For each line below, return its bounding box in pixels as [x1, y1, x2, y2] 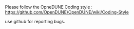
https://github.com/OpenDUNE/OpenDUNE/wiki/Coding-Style [5, 9, 129, 15]
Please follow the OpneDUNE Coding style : [5, 4, 93, 10]
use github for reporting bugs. [5, 19, 66, 24]
